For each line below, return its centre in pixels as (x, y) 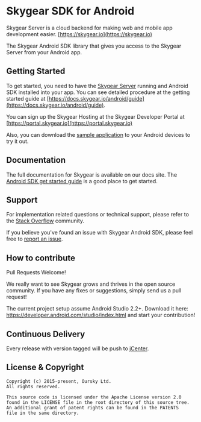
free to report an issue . (35, 239)
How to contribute (41, 258)
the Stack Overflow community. (45, 221)
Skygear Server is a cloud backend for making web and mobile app (89, 28)
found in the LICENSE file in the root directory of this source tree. (98, 402)
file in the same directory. (43, 413)
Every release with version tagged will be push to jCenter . (78, 348)
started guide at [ (28, 98)
